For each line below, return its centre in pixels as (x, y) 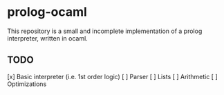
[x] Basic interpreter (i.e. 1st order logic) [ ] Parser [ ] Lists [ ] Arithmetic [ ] (112, 76)
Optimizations (27, 84)
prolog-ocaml (47, 12)
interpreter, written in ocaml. (47, 38)
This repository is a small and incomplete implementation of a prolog (105, 31)
